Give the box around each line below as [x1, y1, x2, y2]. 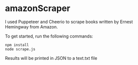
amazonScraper [5, 3, 70, 14]
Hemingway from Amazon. [5, 24, 58, 29]
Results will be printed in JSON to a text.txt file [5, 55, 97, 61]
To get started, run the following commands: [5, 33, 93, 39]
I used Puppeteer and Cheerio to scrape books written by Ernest [5, 19, 133, 25]
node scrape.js [5, 47, 36, 52]
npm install [5, 42, 29, 47]
